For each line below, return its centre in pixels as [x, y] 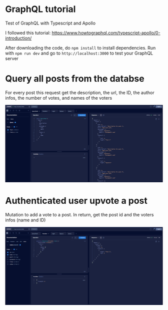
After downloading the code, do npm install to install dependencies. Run [80, 48]
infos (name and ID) [25, 220]
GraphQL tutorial [40, 9]
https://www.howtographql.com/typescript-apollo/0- [106, 33]
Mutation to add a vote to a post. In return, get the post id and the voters [79, 214]
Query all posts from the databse [75, 79]
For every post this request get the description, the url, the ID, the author [80, 92]
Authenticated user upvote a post [76, 201]
